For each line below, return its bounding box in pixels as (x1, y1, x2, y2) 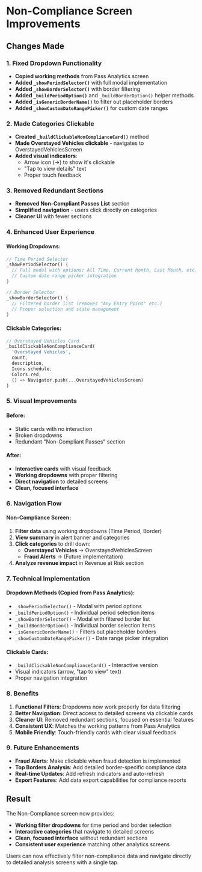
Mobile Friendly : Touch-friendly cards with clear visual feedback (14, 728, 177, 736)
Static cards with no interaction (14, 425, 93, 432)
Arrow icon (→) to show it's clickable (23, 159, 115, 166)
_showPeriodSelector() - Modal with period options (14, 603, 142, 609)
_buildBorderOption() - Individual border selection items (14, 622, 155, 629)
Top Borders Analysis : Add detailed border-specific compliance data (14, 763, 187, 770)
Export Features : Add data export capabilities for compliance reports (14, 776, 186, 784)
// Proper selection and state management (11, 306, 120, 312)
